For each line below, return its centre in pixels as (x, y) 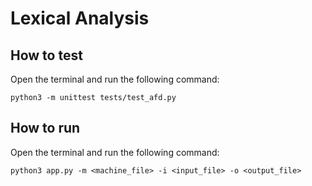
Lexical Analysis (80, 18)
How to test (46, 55)
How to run (45, 128)
